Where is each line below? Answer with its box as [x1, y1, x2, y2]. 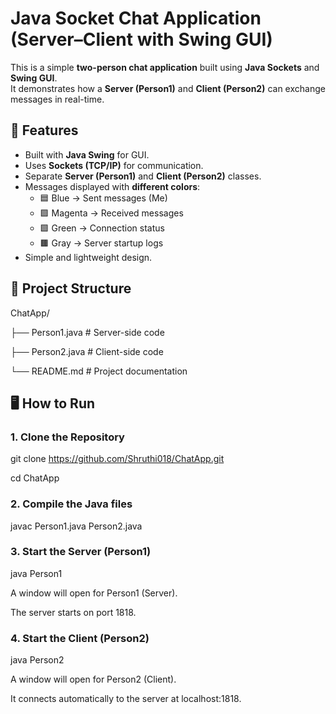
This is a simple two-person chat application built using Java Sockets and [10, 61, 320, 73]
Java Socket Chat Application [10, 7, 262, 30]
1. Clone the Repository [10, 430, 125, 444]
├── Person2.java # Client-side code [10, 345, 164, 357]
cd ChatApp [10, 472, 60, 484]
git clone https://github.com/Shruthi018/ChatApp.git [10, 453, 225, 465]
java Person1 [10, 567, 63, 579]
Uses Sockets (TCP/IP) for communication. [24, 159, 204, 171]
